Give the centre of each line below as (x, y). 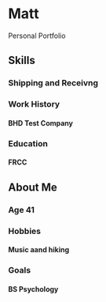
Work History (34, 104)
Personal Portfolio (37, 36)
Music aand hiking (39, 250)
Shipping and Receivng (53, 83)
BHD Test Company (40, 123)
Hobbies (25, 231)
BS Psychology (33, 289)
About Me (33, 187)
